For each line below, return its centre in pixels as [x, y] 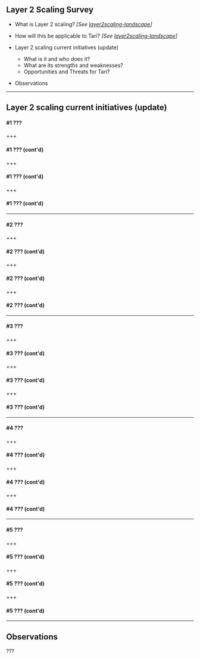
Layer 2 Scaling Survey [50, 10]
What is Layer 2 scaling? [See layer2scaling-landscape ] [84, 24]
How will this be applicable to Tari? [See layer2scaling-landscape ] [96, 36]
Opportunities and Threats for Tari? [67, 72]
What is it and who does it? [57, 58]
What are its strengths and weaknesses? [74, 65]
